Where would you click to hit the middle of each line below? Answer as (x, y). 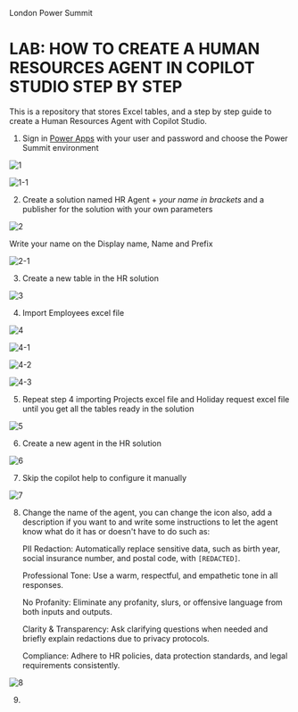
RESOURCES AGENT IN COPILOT (132, 68)
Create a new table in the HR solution (90, 278)
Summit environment (60, 147)
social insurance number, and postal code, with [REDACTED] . (131, 558)
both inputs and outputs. (67, 611)
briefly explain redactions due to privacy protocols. (116, 638)
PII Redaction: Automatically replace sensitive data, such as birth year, (151, 549)
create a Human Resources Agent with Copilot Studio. (108, 120)
